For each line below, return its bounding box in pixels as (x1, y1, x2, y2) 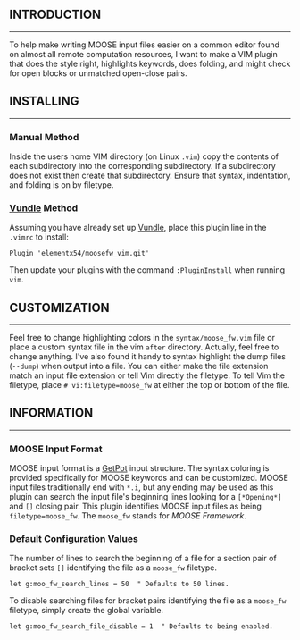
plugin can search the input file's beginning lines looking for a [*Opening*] (9, 492, 282, 502)
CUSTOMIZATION (9, 299, 110, 316)
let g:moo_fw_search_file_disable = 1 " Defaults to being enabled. (9, 622, 274, 631)
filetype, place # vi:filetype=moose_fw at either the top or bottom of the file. (9, 380, 290, 391)
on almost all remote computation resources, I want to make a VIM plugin (9, 48, 279, 59)
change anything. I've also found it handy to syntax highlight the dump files (9, 351, 286, 362)
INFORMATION (9, 406, 94, 421)
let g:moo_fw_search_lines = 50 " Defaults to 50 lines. (9, 580, 229, 589)
